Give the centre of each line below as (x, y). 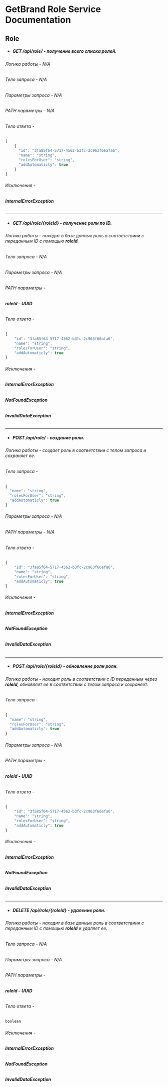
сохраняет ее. (20, 456)
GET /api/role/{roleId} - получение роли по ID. (62, 223)
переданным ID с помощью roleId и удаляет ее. (56, 928)
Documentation (38, 20)
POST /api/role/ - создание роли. (48, 437)
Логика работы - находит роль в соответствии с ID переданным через (81, 679)
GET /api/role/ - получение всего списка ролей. (64, 51)
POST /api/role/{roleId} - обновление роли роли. (65, 666)
